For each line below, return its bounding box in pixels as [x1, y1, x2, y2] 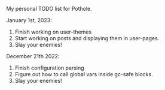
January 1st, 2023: [6, 17, 52, 23]
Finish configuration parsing [14, 64, 85, 71]
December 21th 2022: [6, 53, 60, 59]
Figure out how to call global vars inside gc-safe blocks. [14, 71, 154, 77]
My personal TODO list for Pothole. [6, 5, 93, 12]
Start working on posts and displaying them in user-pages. [14, 35, 160, 41]
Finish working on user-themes [14, 28, 92, 35]
